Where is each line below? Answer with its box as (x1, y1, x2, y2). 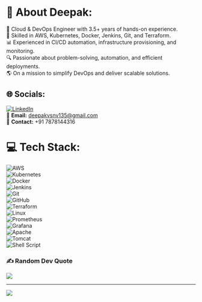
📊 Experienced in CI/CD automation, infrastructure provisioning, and (6, 39, 177, 46)
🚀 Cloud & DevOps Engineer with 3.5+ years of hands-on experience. (6, 25, 179, 33)
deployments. (6, 63, 40, 70)
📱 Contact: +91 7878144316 (6, 118, 76, 125)
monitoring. (6, 47, 35, 54)
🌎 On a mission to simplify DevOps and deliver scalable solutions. (6, 69, 170, 77)
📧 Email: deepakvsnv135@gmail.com (6, 112, 98, 119)
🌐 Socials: (6, 89, 46, 99)
